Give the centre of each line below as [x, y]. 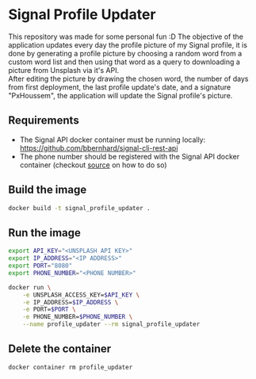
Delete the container [60, 349]
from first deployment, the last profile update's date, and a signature [120, 87]
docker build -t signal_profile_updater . [79, 208]
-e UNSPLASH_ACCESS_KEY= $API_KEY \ [81, 295]
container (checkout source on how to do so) [93, 165]
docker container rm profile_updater [71, 367]
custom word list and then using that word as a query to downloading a [124, 62]
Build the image [48, 190]
